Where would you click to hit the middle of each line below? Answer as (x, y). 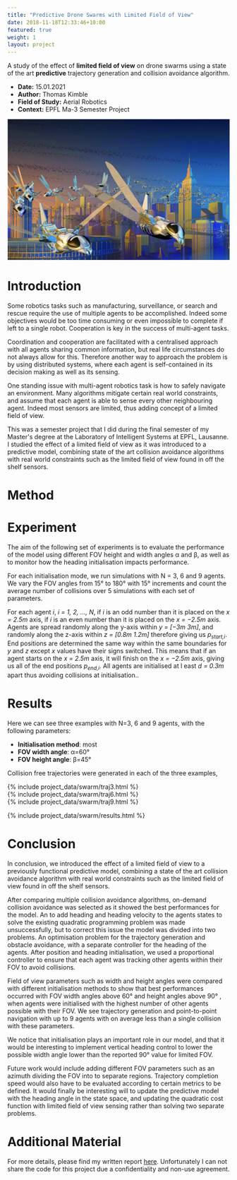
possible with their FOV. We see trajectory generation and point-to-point (112, 1011)
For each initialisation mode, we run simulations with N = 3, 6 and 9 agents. (116, 576)
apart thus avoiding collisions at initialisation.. (73, 675)
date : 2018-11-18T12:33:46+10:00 (56, 22)
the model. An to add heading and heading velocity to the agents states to (115, 915)
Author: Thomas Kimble (53, 95)
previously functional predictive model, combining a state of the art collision (117, 871)
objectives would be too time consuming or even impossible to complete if (115, 321)
